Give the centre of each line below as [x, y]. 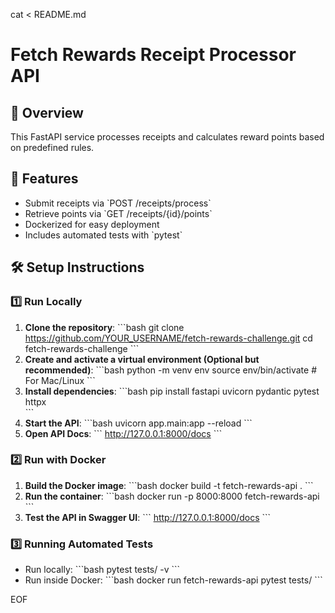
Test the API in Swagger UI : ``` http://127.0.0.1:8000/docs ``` [148, 517]
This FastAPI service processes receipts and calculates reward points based [167, 137]
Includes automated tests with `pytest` [103, 235]
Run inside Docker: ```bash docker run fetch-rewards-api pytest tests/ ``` [173, 580]
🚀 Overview [47, 112]
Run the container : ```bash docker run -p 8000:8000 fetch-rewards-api [172, 496]
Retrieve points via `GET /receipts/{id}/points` [118, 213]
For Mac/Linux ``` [60, 380]
